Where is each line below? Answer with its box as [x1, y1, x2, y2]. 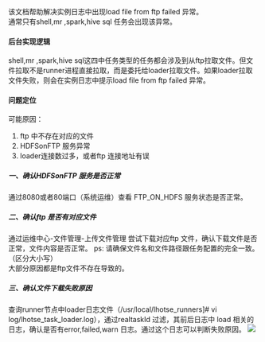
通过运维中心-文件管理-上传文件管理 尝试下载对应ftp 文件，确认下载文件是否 [8, 234, 258, 243]
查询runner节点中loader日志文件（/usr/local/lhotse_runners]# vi [8, 305, 217, 314]
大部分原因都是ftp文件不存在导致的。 [8, 263, 129, 273]
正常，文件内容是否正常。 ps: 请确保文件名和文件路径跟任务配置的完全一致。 [8, 243, 259, 253]
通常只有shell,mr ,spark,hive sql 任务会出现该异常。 [8, 17, 177, 26]
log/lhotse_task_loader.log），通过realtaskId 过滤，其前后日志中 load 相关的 [8, 315, 255, 325]
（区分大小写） [8, 254, 57, 263]
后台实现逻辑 [8, 37, 50, 46]
